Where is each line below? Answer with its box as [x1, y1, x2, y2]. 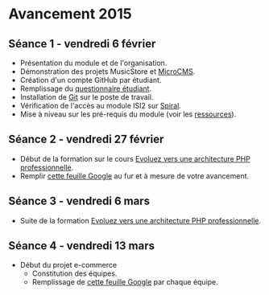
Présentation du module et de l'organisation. [19, 58, 168, 68]
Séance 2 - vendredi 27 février [8, 133, 164, 146]
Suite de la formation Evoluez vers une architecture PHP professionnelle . [19, 215, 262, 225]
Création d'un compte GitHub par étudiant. [19, 76, 162, 84]
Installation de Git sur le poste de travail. [19, 92, 154, 101]
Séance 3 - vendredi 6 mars [8, 195, 151, 208]
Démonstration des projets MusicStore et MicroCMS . [19, 67, 196, 76]
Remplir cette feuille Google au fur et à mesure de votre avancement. [19, 170, 250, 181]
